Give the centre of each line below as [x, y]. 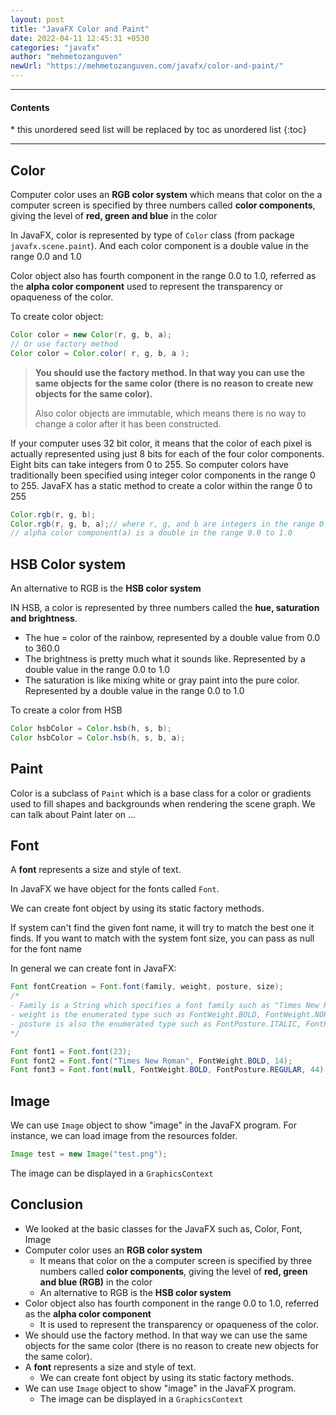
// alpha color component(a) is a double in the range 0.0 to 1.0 [151, 533]
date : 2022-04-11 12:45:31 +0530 [80, 38]
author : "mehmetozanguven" [66, 57]
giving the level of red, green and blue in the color [114, 216]
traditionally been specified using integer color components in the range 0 [163, 475]
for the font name [46, 949]
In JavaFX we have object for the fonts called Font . [115, 889]
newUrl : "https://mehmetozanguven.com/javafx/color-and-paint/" [147, 66]
